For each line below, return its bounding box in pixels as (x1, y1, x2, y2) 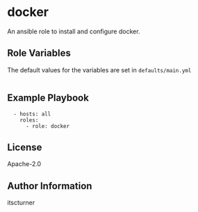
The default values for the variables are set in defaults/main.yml (7, 65, 192, 74)
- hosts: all (13, 111, 51, 117)
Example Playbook (7, 92, 89, 104)
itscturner (7, 199, 35, 207)
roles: (19, 116, 39, 124)
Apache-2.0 (7, 160, 42, 168)
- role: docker (25, 122, 70, 129)
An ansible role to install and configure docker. (7, 27, 140, 35)
